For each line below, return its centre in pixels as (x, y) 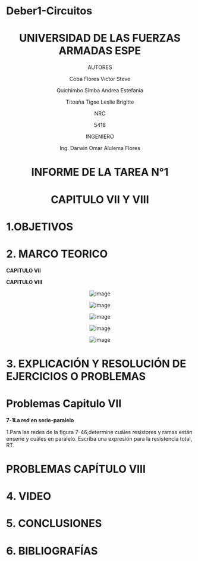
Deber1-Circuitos (49, 11)
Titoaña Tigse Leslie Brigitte (100, 102)
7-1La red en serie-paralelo (40, 420)
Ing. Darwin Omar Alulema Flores (100, 148)
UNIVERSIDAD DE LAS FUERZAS (100, 38)
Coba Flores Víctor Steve (100, 79)
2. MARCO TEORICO (57, 254)
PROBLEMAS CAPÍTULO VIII (76, 469)
